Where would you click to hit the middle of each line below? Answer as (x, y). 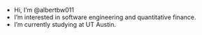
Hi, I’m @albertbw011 (44, 10)
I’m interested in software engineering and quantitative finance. (105, 17)
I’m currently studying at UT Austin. (65, 24)
